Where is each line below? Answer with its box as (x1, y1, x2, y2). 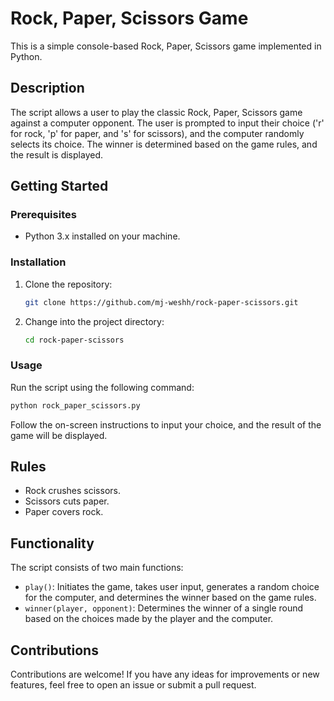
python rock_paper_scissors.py (10, 400, 141, 411)
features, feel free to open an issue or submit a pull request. (10, 679, 257, 691)
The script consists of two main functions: (10, 562, 184, 574)
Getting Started (10, 178, 109, 195)
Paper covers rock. (24, 506, 104, 518)
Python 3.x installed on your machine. (24, 230, 181, 242)
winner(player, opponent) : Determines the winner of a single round (24, 602, 304, 614)
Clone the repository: (24, 278, 113, 290)
